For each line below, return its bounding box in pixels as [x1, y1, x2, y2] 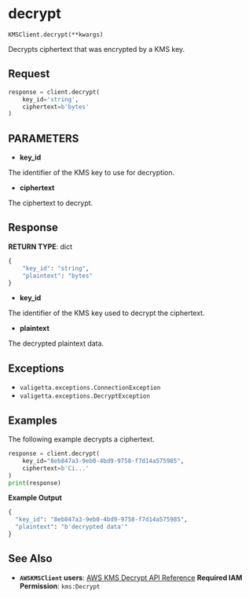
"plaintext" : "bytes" [22, 272, 93, 280]
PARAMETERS [8, 131, 79, 145]
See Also [8, 552, 53, 566]
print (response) [8, 479, 61, 487]
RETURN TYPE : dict [8, 241, 73, 251]
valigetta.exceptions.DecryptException [19, 392, 151, 401]
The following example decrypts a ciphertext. [8, 435, 155, 444]
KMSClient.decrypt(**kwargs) [8, 31, 104, 39]
